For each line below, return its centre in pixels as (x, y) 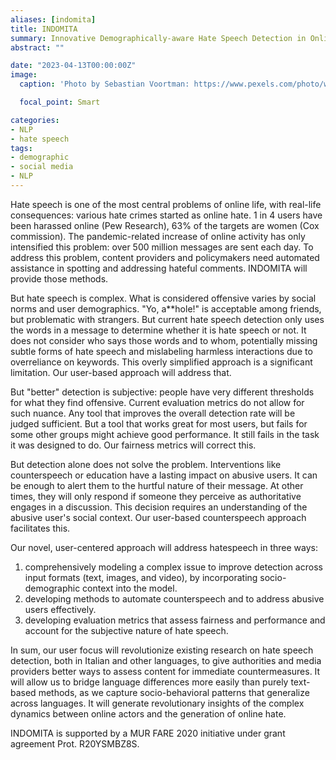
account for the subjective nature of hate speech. (126, 630)
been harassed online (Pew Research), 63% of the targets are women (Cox (165, 225)
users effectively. (60, 609)
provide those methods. (59, 278)
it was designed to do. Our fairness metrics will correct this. (133, 445)
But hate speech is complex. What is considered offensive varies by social (163, 298)
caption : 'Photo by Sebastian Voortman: (104, 84)
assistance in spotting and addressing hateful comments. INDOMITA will (159, 268)
